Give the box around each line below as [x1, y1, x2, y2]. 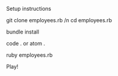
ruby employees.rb [6, 51, 53, 59]
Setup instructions [6, 5, 52, 12]
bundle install [6, 28, 40, 35]
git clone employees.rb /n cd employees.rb [6, 17, 113, 23]
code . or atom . [6, 40, 46, 47]
